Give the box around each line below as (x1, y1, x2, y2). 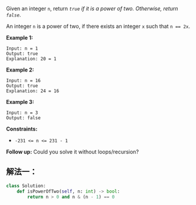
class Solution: (6, 183, 46, 188)
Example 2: (6, 66, 34, 73)
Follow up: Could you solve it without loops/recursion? (6, 148, 139, 155)
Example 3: (6, 99, 34, 105)
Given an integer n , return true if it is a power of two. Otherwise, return (6, 5, 178, 12)
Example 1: (6, 34, 34, 41)
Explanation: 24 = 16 (6, 88, 60, 94)
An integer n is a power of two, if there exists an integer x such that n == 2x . (6, 23, 191, 30)
